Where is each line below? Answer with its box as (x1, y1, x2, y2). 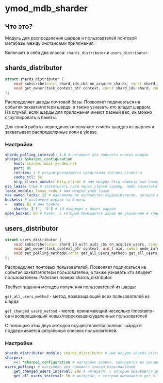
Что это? (5, 22, 33, 31)
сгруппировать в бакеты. (5, 115, 57, 121)
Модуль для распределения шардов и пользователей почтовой (5, 35, 137, 41)
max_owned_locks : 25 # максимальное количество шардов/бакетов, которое (5, 193, 155, 198)
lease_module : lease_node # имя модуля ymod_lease (5, 188, 110, 193)
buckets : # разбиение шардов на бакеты (5, 197, 86, 202)
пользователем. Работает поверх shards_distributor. (5, 275, 113, 280)
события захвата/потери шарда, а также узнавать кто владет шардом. (5, 104, 151, 110)
